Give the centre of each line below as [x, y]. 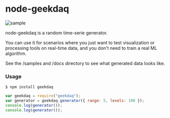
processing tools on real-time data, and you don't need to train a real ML [81, 48]
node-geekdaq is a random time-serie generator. [56, 33]
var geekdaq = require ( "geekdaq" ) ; [43, 96]
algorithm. [16, 53]
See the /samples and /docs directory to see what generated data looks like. [85, 63]
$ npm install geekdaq [29, 87]
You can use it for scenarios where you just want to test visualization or [80, 42]
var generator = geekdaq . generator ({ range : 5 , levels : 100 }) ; [75, 101]
